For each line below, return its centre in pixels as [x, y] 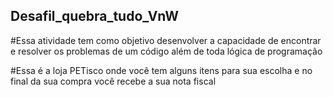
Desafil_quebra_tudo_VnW [94, 16]
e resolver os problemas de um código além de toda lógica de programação [166, 51]
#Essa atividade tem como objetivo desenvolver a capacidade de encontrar [166, 40]
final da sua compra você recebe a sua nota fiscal [113, 81]
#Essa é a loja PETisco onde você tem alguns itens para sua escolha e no [161, 70]
